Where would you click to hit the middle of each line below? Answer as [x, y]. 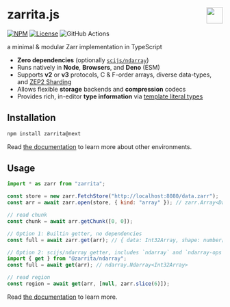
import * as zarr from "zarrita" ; [56, 184]
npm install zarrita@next [44, 133]
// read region [29, 278]
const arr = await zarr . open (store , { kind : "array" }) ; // [95, 203]
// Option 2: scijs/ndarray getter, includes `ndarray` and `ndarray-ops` [116, 252]
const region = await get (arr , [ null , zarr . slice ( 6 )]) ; [88, 284]
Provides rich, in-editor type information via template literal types [110, 96]
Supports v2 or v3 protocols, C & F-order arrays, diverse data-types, [114, 75]
